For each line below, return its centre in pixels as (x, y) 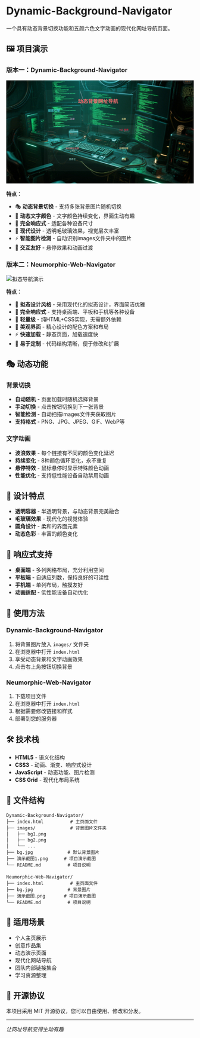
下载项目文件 (30, 696)
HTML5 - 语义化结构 (40, 757)
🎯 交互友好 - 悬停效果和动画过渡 (54, 248)
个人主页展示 (30, 938)
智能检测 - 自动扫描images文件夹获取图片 (65, 414)
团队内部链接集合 (36, 967)
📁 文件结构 (25, 800)
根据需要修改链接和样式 (43, 711)
